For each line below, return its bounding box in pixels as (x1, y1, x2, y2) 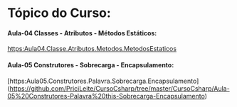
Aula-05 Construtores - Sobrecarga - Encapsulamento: (7, 60, 174, 69)
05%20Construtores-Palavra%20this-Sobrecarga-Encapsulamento (7, 91, 205, 100)
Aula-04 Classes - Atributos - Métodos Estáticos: (7, 28, 157, 37)
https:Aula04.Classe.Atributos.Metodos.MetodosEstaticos (7, 45, 177, 53)
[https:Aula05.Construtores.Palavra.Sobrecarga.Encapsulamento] (7, 77, 199, 85)
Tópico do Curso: (7, 5, 112, 21)
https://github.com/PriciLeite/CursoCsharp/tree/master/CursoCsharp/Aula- (9, 84, 230, 93)
